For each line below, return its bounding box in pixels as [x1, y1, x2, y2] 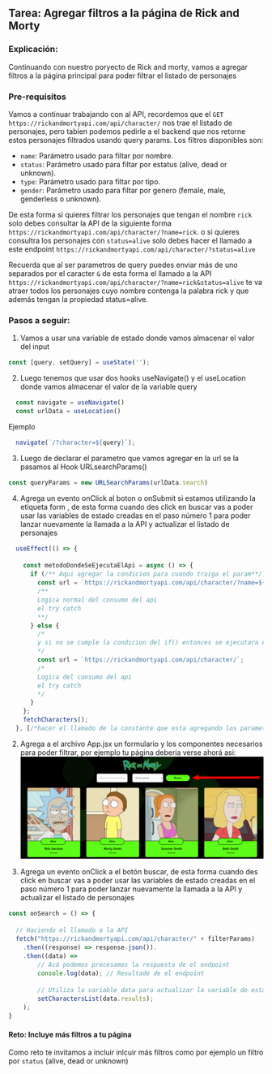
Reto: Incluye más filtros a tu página [8, 1029, 132, 1039]
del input [19, 342, 50, 352]
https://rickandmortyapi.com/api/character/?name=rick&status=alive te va [8, 277, 263, 287]
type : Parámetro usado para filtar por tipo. [19, 176, 160, 186]
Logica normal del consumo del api [37, 596, 158, 604]
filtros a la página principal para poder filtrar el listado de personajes [8, 71, 237, 80]
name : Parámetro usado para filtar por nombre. [19, 150, 174, 161]
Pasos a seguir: [8, 314, 70, 326]
